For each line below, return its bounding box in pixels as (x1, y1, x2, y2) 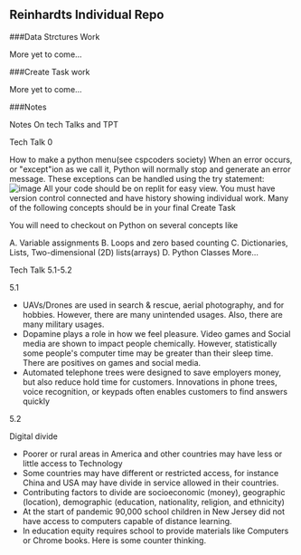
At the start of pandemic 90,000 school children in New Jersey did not (22, 506, 286, 517)
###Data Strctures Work (9, 31, 100, 42)
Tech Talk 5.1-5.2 (9, 264, 72, 275)
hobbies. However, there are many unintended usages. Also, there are (22, 309, 283, 320)
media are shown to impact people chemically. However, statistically (22, 338, 277, 349)
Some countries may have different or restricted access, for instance (22, 467, 279, 478)
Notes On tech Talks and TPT (9, 119, 119, 129)
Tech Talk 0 (9, 136, 53, 148)
